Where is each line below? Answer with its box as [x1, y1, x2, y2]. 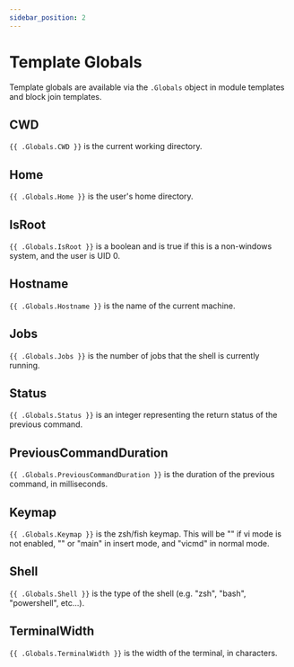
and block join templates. [9, 91, 102, 102]
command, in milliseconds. [9, 478, 108, 490]
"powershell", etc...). [9, 597, 85, 608]
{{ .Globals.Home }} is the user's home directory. [9, 191, 195, 202]
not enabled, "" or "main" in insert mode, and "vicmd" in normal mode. [9, 538, 271, 549]
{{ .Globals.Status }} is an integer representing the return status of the [9, 410, 278, 421]
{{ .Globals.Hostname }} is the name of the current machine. [9, 300, 236, 311]
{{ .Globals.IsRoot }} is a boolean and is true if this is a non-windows [9, 241, 272, 252]
